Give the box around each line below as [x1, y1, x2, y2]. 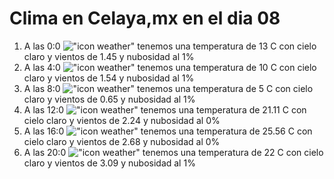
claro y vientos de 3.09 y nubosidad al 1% [23, 157, 196, 169]
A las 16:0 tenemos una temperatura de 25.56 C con [23, 125, 313, 137]
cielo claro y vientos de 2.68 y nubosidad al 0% [23, 135, 221, 147]
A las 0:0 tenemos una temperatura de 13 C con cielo [23, 40, 317, 52]
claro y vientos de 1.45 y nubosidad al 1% [23, 50, 195, 62]
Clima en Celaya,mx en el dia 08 [9, 7, 281, 30]
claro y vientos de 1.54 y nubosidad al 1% [23, 72, 195, 84]
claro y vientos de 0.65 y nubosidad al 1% [23, 93, 196, 105]
